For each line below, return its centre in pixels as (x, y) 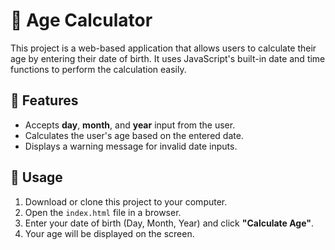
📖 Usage (36, 177)
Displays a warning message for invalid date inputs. (131, 146)
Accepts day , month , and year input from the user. (130, 125)
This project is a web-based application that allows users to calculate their (163, 48)
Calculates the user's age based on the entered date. (134, 135)
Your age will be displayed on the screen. (109, 233)
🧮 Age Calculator (81, 20)
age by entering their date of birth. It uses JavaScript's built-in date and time (168, 58)
